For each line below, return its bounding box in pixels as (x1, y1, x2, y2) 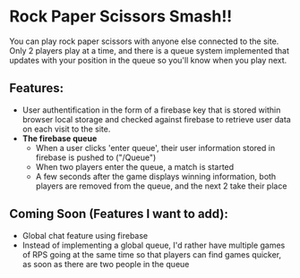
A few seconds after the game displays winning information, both (35, 171, 277, 181)
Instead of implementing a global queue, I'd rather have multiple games (21, 240, 286, 250)
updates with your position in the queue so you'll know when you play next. (9, 55, 287, 65)
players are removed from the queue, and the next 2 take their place (35, 181, 287, 191)
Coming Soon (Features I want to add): (9, 206, 228, 222)
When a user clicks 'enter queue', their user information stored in (35, 142, 276, 153)
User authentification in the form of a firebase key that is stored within (21, 105, 281, 115)
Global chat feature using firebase (21, 230, 149, 240)
